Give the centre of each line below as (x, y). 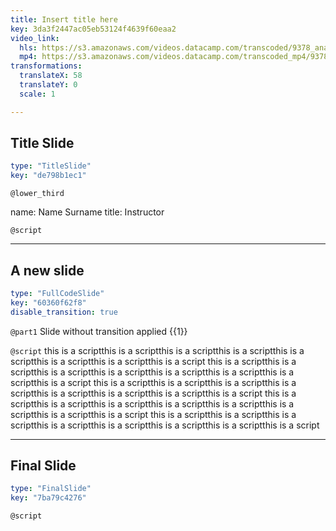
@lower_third (37, 194)
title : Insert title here (64, 19)
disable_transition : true (64, 312)
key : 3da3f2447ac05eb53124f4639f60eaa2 (93, 29)
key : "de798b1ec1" (48, 176)
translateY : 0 (48, 85)
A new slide (47, 270)
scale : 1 (37, 94)
